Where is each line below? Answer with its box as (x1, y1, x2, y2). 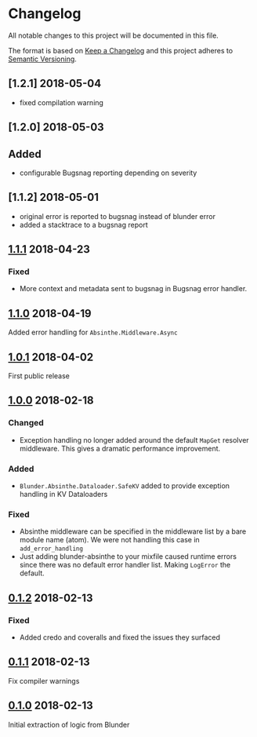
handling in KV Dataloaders (19, 490, 108, 499)
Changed (8, 418, 45, 429)
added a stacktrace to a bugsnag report (19, 220, 148, 229)
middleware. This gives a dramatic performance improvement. (19, 443, 221, 453)
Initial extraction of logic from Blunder (8, 720, 130, 729)
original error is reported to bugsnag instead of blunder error (19, 211, 215, 221)
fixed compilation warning (19, 97, 104, 107)
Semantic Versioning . (8, 54, 77, 64)
